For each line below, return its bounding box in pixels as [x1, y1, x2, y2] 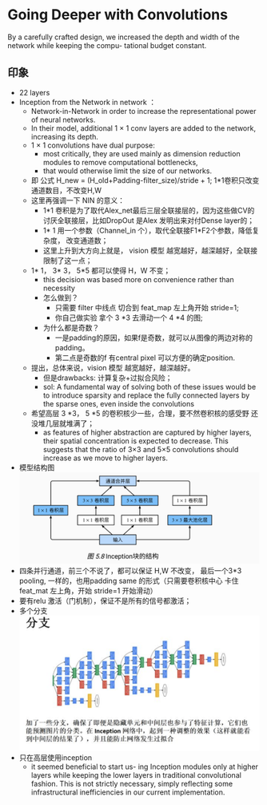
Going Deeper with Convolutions [7, 6, 229, 24]
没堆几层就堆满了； [30, 419, 95, 428]
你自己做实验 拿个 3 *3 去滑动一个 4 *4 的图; [54, 313, 203, 322]
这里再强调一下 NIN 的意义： [30, 195, 126, 205]
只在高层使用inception [18, 753, 93, 763]
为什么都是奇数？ [42, 322, 100, 332]
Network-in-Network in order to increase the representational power [30, 106, 257, 115]
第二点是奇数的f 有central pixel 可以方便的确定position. [54, 353, 235, 362]
